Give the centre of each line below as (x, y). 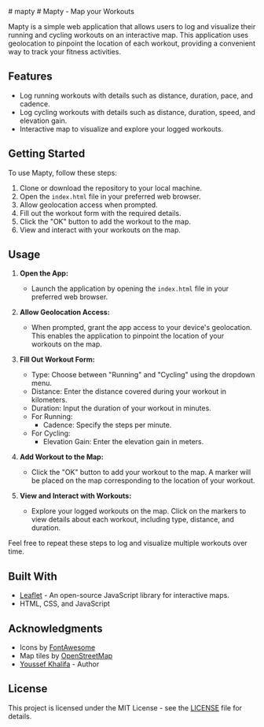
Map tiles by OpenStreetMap (66, 656)
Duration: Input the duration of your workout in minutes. (121, 408)
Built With (33, 576)
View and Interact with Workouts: (75, 496)
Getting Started (47, 154)
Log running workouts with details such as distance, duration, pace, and (136, 95)
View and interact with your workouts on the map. (100, 230)
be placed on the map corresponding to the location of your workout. (143, 480)
